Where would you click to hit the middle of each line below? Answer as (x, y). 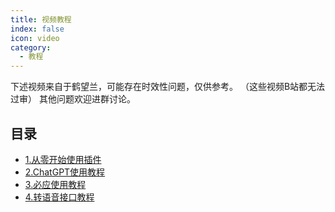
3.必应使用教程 (55, 184)
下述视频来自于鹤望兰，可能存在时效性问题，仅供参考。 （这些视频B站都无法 (168, 87)
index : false (37, 29)
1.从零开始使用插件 (63, 159)
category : (31, 47)
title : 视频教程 (41, 19)
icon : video (35, 38)
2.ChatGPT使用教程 (65, 172)
